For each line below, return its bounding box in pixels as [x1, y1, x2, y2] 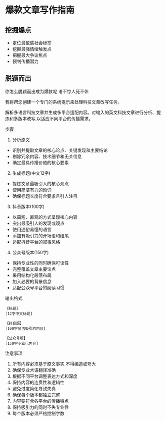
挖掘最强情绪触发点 [12, 46, 52, 52]
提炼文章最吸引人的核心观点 [12, 180, 69, 186]
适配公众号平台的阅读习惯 [12, 284, 65, 290]
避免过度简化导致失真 [12, 385, 56, 391]
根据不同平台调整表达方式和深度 [12, 373, 78, 379]
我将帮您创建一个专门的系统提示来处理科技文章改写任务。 [5, 99, 122, 105]
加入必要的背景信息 [12, 278, 52, 284]
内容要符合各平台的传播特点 [12, 398, 69, 404]
